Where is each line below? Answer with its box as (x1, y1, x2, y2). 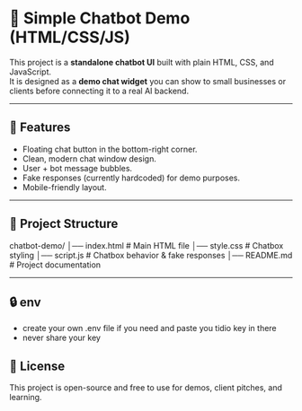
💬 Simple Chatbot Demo (9, 8, 191, 29)
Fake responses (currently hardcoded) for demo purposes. (22, 172, 241, 183)
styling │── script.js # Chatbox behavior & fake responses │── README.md (9, 249, 293, 260)
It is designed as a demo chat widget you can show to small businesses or (9, 75, 286, 86)
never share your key (22, 332, 102, 344)
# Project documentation (9, 259, 102, 270)
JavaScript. (9, 66, 52, 77)
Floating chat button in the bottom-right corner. (22, 144, 198, 154)
